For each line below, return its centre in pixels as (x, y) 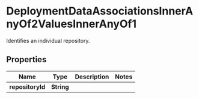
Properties (26, 59)
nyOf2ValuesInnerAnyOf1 (72, 24)
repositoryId (27, 87)
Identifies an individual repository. (48, 40)
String (60, 87)
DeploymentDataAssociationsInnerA (100, 11)
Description (92, 77)
